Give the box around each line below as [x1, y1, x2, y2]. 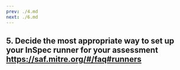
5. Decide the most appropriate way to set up [6, 36, 175, 46]
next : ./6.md [6, 14, 38, 20]
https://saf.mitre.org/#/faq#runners [6, 54, 142, 64]
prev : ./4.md [6, 8, 38, 15]
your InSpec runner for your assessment [6, 45, 158, 55]
